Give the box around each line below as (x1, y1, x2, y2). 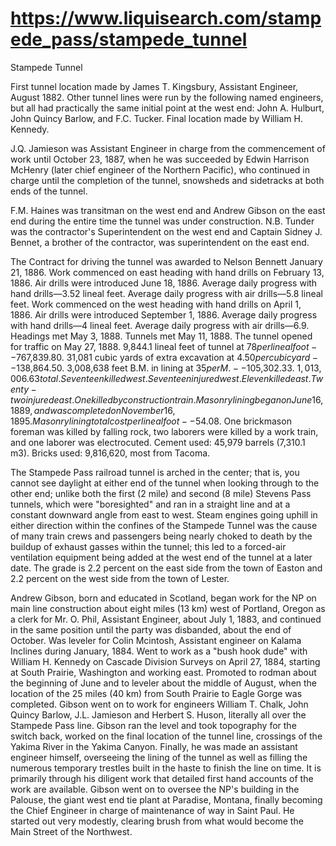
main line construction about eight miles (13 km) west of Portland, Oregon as (10, 602, 326, 614)
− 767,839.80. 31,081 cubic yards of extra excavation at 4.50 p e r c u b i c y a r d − (10, 351, 319, 363)
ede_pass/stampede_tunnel (10, 28, 248, 51)
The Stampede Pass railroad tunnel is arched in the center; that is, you (10, 466, 300, 478)
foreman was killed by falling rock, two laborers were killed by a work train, (10, 425, 319, 437)
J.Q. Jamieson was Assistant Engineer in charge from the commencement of (10, 142, 326, 154)
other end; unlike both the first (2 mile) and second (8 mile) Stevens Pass (10, 487, 312, 499)
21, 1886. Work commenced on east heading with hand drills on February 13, (10, 266, 325, 278)
